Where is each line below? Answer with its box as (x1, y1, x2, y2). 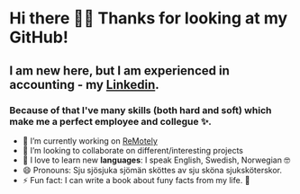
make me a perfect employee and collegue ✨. (9, 115, 212, 128)
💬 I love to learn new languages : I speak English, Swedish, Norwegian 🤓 (22, 154, 291, 165)
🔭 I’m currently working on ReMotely (22, 135, 158, 146)
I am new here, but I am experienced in (9, 63, 230, 78)
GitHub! (9, 27, 69, 48)
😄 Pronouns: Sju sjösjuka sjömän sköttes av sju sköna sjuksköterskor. (22, 164, 282, 175)
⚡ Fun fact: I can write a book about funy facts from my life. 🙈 (22, 174, 250, 185)
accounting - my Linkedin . (9, 76, 159, 93)
